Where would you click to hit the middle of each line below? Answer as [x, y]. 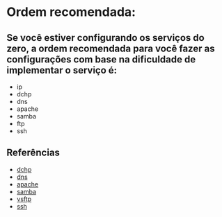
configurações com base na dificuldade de [101, 59]
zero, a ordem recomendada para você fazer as [111, 48]
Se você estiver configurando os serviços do [105, 38]
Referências [33, 153]
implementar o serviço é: [62, 70]
